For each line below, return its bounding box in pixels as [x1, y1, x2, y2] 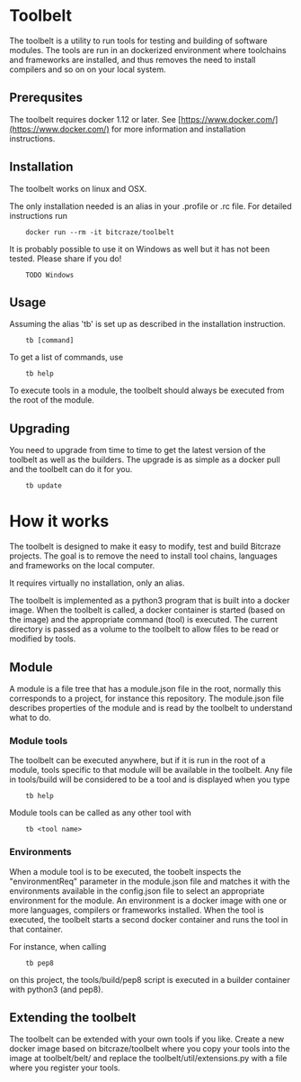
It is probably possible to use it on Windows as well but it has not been [9, 243, 270, 254]
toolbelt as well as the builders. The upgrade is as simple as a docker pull [9, 454, 280, 465]
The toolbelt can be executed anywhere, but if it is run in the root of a [9, 755, 266, 766]
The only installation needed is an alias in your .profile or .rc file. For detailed [9, 200, 292, 212]
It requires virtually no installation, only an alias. [9, 577, 185, 588]
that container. [9, 923, 63, 934]
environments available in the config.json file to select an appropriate [9, 885, 265, 896]
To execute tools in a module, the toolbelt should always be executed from [9, 385, 285, 396]
